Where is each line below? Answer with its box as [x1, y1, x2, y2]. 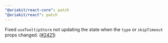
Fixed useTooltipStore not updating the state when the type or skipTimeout [5, 26, 163, 32]
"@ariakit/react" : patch [5, 12, 58, 17]
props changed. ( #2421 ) [5, 32, 56, 38]
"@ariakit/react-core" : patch [5, 7, 70, 13]
